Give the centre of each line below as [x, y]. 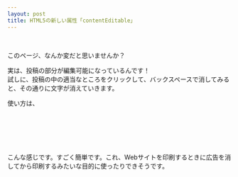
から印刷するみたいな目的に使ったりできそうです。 [94, 166]
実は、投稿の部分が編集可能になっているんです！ [79, 70]
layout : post [27, 14]
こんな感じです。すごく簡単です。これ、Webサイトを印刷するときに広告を [116, 157]
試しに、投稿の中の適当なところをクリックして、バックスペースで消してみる [118, 79]
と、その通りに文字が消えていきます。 [63, 88]
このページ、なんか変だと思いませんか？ [66, 55]
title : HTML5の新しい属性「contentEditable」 [72, 21]
